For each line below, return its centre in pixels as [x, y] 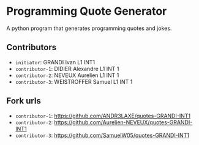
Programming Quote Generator [87, 11]
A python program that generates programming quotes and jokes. [89, 28]
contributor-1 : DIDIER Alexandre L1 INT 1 [67, 69]
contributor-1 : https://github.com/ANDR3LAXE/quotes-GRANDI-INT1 [103, 116]
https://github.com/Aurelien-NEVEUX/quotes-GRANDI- [123, 122]
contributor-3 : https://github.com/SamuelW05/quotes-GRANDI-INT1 [102, 135]
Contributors [32, 47]
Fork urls [24, 101]
